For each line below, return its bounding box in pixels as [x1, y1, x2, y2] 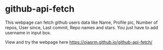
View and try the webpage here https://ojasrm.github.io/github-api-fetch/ [5, 39, 153, 45]
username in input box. [5, 30, 51, 35]
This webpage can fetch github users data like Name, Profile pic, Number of [5, 19, 158, 25]
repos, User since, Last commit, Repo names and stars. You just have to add [5, 24, 159, 30]
